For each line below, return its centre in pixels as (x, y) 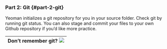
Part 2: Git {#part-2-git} (34, 7)
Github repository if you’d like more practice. (51, 29)
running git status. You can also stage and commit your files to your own (80, 23)
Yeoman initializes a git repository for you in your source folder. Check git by (83, 18)
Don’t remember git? (33, 41)
